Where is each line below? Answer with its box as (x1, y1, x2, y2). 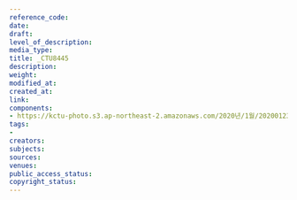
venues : (9, 161, 38, 170)
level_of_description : (9, 37, 93, 47)
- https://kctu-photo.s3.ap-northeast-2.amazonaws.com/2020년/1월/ (9, 112, 259, 120)
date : (9, 21, 29, 30)
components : (9, 104, 53, 112)
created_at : (9, 87, 53, 96)
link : (9, 95, 29, 104)
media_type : (9, 46, 53, 55)
